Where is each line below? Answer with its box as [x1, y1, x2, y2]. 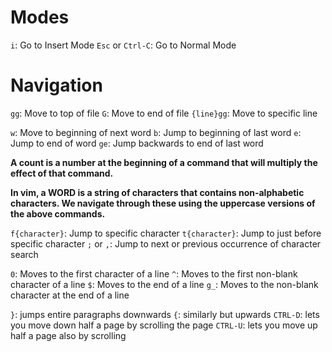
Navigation [10, 74, 103, 97]
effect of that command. [10, 167, 114, 179]
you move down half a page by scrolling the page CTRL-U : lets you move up [10, 319, 318, 331]
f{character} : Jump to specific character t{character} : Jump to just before [10, 227, 322, 239]
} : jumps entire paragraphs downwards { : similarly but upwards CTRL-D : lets [10, 308, 320, 320]
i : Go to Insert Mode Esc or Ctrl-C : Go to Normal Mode [10, 39, 237, 51]
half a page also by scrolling [10, 329, 127, 341]
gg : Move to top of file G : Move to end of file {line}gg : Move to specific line [10, 107, 318, 119]
